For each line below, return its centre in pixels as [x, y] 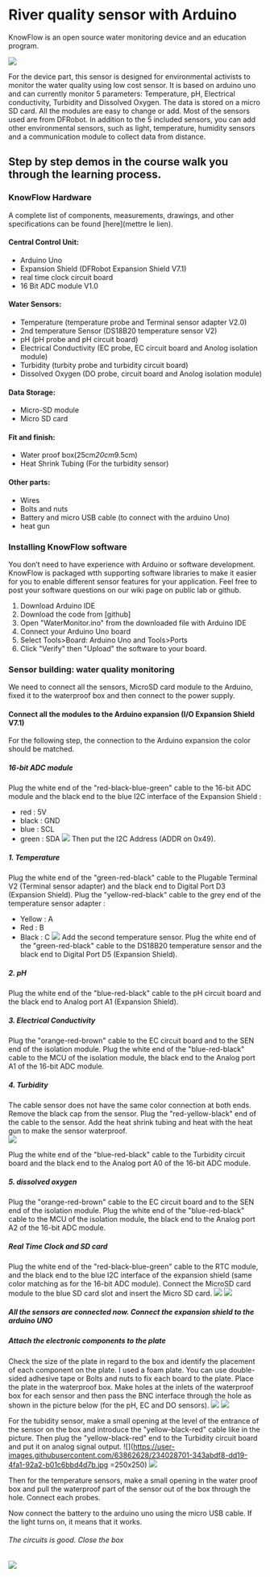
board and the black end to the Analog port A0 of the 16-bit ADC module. [130, 1163]
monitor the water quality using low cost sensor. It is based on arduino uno [132, 85]
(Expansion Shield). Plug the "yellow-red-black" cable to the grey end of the [135, 895]
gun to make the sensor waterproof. [68, 1131]
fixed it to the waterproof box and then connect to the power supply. [122, 696]
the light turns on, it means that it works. [75, 1521]
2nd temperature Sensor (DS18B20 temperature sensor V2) [118, 331]
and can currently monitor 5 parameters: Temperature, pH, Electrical [122, 94]
